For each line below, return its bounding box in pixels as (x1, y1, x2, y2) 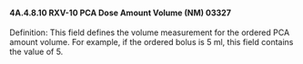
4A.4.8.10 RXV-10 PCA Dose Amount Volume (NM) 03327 (9, 7, 232, 18)
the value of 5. (9, 46, 64, 58)
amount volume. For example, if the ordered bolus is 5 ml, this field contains (9, 37, 294, 48)
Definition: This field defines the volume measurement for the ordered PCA (9, 27, 290, 38)
